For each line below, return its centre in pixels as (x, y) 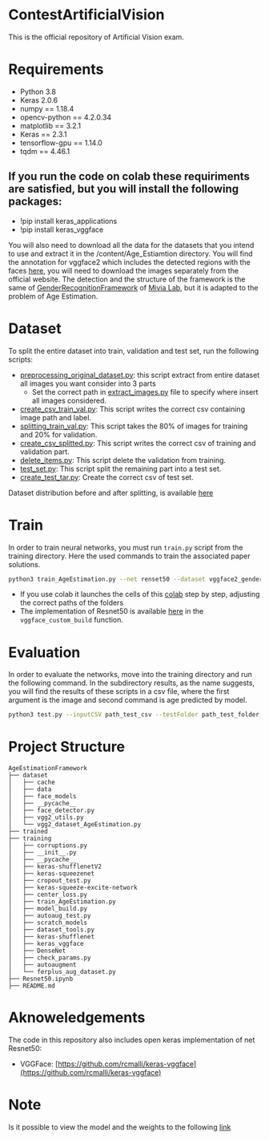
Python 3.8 (38, 91)
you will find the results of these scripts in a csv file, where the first (119, 692)
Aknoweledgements (77, 1018)
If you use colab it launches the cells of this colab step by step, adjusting (140, 594)
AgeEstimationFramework (48, 769)
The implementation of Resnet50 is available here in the (112, 611)
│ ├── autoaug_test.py (50, 916)
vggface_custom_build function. (72, 620)
